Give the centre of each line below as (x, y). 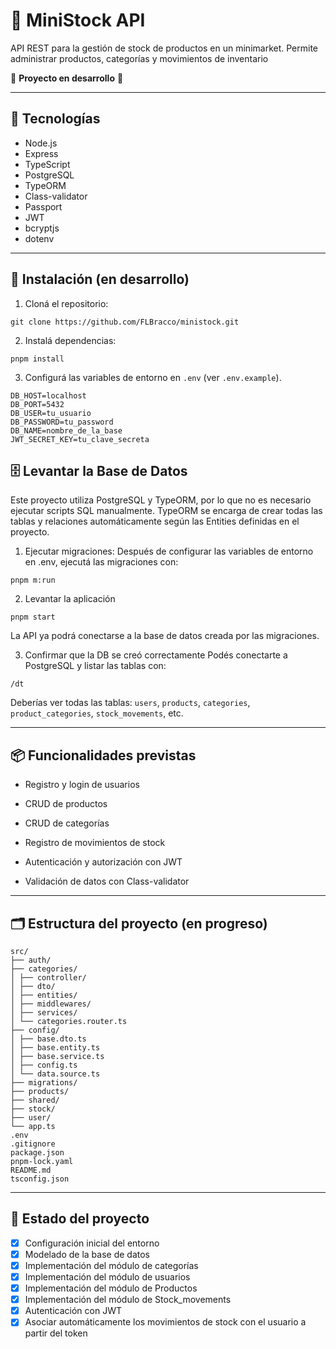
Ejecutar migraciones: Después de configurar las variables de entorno (169, 551)
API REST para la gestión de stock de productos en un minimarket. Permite (164, 48)
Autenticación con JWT (73, 1311)
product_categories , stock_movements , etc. (97, 713)
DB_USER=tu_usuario (51, 413)
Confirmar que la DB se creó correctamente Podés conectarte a (156, 655)
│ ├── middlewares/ (51, 1004)
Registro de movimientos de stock (95, 843)
